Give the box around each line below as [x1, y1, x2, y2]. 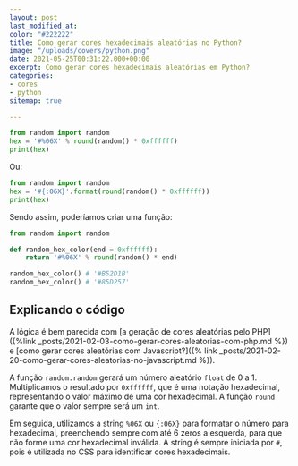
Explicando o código [9, 302, 125, 318]
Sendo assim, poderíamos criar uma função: [9, 211, 173, 222]
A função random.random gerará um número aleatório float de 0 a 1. [9, 372, 258, 383]
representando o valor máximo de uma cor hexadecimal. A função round [9, 391, 276, 402]
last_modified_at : [9, 21, 78, 30]
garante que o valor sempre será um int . [9, 400, 160, 411]
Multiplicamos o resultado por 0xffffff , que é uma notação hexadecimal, [9, 381, 280, 392]
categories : [9, 72, 54, 80]
